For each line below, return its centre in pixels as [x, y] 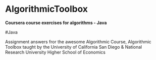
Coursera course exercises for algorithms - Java [56, 23]
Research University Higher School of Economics [55, 52]
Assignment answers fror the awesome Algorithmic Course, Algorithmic [78, 42]
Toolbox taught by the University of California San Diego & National [74, 47]
